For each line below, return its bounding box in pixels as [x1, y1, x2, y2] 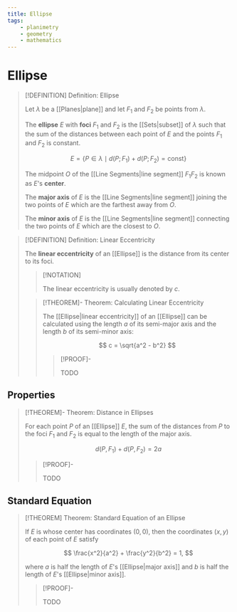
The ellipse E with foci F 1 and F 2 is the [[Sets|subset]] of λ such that [24, 120, 226, 130]
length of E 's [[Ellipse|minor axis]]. [24, 570, 127, 579]
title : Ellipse [7, 10, 53, 18]
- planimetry [20, 23, 59, 31]
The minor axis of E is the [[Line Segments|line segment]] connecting [24, 214, 230, 223]
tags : [7, 17, 23, 24]
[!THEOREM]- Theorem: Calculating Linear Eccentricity [42, 298, 204, 307]
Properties [7, 389, 56, 401]
